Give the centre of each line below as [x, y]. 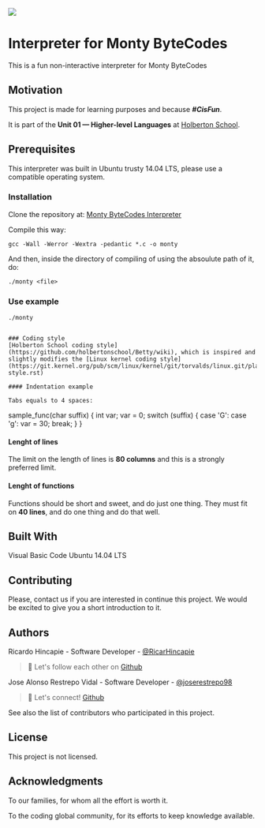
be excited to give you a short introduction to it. [85, 608]
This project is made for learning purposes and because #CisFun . [115, 109]
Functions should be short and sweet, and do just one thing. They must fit [128, 503]
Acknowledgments [56, 781]
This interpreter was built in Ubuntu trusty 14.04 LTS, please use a [116, 168]
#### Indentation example [50, 387]
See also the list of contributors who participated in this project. [112, 713]
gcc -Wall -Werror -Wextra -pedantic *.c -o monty [93, 244]
